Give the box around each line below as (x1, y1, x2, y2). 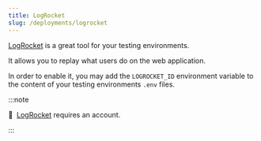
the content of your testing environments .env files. (8, 80, 176, 89)
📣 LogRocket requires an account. (8, 109, 121, 119)
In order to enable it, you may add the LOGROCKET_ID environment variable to (8, 71, 254, 80)
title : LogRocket (8, 11, 66, 20)
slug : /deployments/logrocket (8, 19, 108, 27)
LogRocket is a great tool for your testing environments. (8, 40, 190, 50)
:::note (8, 95, 29, 104)
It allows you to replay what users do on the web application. (8, 56, 206, 65)
